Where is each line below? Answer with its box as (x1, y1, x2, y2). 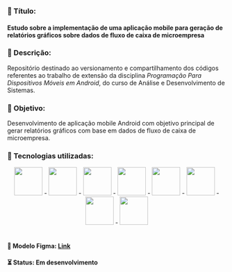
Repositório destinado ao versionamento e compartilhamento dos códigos (7, 64, 219, 72)
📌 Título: (7, 6, 37, 16)
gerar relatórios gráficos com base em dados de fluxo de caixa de (7, 126, 197, 135)
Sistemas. (7, 86, 35, 94)
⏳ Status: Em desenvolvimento (7, 258, 99, 266)
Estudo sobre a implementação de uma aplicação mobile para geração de (7, 24, 224, 32)
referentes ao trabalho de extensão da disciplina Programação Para (7, 71, 202, 79)
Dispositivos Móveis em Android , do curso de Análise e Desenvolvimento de (7, 78, 226, 87)
